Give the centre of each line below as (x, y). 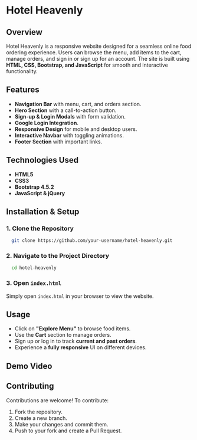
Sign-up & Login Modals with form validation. (70, 116)
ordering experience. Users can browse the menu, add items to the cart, (94, 52)
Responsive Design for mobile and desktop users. (76, 129)
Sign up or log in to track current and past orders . (76, 341)
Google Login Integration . (46, 123)
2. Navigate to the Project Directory (58, 256)
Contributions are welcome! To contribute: (58, 400)
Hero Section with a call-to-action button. (65, 110)
